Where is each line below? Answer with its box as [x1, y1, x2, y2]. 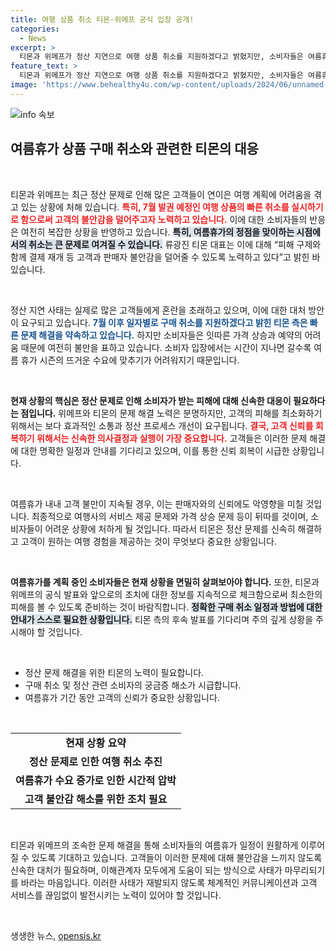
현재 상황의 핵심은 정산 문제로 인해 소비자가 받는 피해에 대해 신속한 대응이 [10, 394, 292, 406]
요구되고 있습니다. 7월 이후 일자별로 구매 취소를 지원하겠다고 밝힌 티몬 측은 [20, 316, 308, 328]
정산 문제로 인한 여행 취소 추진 [29, 754, 163, 768]
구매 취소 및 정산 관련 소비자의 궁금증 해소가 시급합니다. [24, 679, 242, 691]
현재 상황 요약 [65, 736, 127, 750]
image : [10, 80, 38, 90]
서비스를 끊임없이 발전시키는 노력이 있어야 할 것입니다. [10, 889, 222, 901]
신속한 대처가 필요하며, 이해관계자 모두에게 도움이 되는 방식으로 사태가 [10, 864, 283, 876]
